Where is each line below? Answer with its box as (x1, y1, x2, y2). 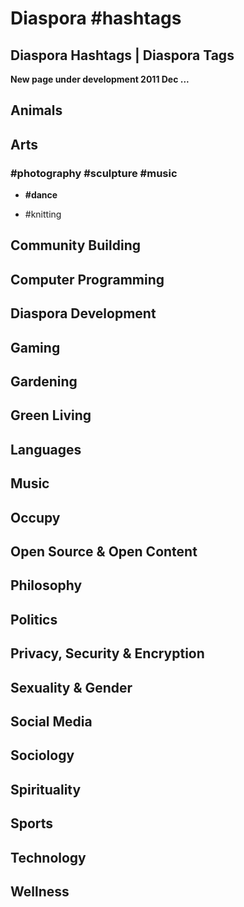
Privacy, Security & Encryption (10, 645, 205, 662)
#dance (24, 189, 58, 201)
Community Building (10, 237, 141, 254)
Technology (10, 849, 87, 866)
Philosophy (10, 577, 83, 594)
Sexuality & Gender (10, 679, 133, 696)
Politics (10, 611, 58, 628)
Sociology (10, 747, 75, 764)
